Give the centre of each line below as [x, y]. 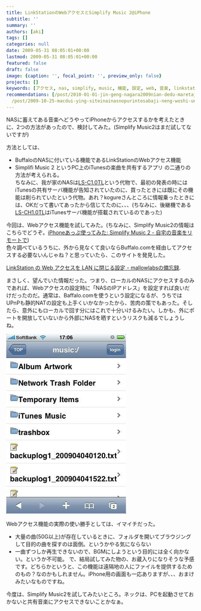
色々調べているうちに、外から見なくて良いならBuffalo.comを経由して [92, 247]
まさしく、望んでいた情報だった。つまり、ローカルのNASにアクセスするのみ [100, 280]
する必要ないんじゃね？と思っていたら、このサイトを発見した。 [90, 255]
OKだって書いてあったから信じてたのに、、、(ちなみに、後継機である [108, 205]
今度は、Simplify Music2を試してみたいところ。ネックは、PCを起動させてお [100, 594]
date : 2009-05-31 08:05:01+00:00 [48, 51]
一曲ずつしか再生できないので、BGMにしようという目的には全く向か [99, 551]
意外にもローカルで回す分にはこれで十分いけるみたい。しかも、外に [106, 310]
